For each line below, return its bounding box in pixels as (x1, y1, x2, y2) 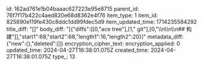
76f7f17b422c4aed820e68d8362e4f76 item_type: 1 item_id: (6, 12, 158, 19)
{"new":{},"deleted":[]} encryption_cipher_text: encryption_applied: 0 (6, 40, 180, 47)
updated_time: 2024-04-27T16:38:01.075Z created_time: (6, 46, 150, 54)
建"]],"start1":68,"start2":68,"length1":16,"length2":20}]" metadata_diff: (6, 33, 184, 40)
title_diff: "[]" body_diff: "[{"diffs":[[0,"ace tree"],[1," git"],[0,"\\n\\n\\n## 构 (6, 26, 192, 32)
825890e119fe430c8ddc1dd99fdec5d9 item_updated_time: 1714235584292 (6, 18, 197, 25)
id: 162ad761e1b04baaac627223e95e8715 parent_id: (6, 5, 139, 12)
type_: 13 (52, 53, 75, 60)
